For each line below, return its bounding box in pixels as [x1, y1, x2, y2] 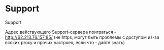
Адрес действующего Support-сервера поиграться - [5, 29, 117, 35]
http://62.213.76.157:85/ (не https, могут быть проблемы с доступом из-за [5, 34, 159, 40]
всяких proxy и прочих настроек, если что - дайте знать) [5, 39, 125, 45]
